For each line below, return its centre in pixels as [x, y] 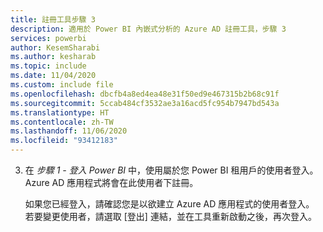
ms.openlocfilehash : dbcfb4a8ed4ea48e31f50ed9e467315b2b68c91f [145, 94]
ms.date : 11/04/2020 [53, 76]
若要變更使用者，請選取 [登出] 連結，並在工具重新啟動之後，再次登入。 [170, 216]
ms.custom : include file [62, 85]
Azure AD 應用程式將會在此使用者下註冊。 [111, 182]
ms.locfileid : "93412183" [64, 141]
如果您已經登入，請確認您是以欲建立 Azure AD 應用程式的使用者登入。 [169, 204]
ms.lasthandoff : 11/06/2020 [69, 131]
